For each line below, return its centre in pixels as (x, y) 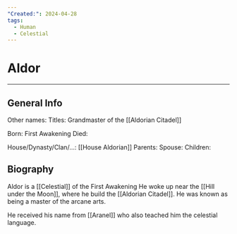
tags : (15, 20)
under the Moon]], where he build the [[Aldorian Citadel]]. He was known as (117, 194)
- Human (25, 27)
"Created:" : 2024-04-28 (42, 14)
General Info (35, 103)
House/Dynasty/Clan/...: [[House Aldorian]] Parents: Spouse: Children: (109, 147)
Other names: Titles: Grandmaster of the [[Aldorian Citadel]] (95, 120)
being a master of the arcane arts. (57, 201)
